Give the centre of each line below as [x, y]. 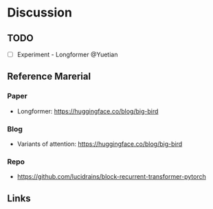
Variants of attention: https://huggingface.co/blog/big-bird [100, 144]
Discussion [40, 13]
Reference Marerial [49, 77]
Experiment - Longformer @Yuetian [67, 54]
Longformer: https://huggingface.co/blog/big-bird [88, 111]
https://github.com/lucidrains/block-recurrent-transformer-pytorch [111, 177]
